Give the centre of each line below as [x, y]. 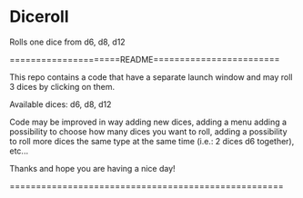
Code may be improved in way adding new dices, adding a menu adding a [148, 122]
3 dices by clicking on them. [62, 86]
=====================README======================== [145, 59]
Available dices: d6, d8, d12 [61, 104]
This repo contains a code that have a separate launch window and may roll [151, 77]
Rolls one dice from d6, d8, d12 [67, 42]
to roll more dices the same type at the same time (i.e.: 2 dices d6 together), [152, 141]
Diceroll [40, 17]
